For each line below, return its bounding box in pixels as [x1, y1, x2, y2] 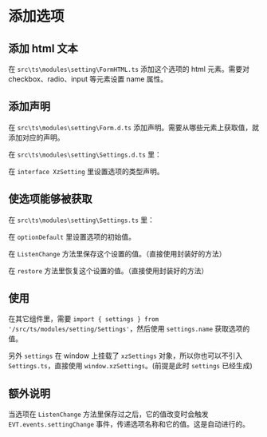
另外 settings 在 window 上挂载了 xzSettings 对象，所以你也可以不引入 [8, 351, 243, 360]
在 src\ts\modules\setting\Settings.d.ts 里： [8, 149, 162, 159]
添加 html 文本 [8, 42, 78, 55]
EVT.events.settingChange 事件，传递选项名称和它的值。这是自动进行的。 [8, 419, 249, 429]
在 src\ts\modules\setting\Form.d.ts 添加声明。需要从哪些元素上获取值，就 [8, 122, 259, 132]
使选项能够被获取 [8, 193, 92, 206]
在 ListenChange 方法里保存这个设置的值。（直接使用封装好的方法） [8, 248, 226, 258]
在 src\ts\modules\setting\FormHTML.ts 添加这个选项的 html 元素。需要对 [8, 65, 249, 73]
